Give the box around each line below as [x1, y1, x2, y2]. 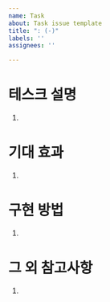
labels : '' [8, 34, 45, 43]
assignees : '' [8, 42, 56, 50]
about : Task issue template [8, 19, 103, 27]
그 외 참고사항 [8, 259, 93, 277]
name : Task [8, 11, 45, 20]
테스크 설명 [8, 86, 77, 104]
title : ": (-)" [8, 27, 59, 35]
